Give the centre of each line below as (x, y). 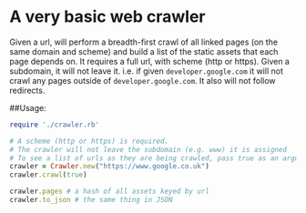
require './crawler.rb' (55, 125)
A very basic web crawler (107, 17)
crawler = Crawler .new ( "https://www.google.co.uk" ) (109, 167)
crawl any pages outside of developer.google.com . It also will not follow (143, 80)
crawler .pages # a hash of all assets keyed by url (109, 192)
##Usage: (28, 107)
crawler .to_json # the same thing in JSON (91, 200)
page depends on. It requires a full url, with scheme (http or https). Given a (149, 61)
